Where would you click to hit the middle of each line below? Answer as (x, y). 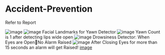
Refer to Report (20, 22)
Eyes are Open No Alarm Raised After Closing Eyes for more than (81, 42)
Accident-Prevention (49, 9)
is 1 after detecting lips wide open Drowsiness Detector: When (77, 37)
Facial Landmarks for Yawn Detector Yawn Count (101, 32)
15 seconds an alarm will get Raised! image (49, 47)
